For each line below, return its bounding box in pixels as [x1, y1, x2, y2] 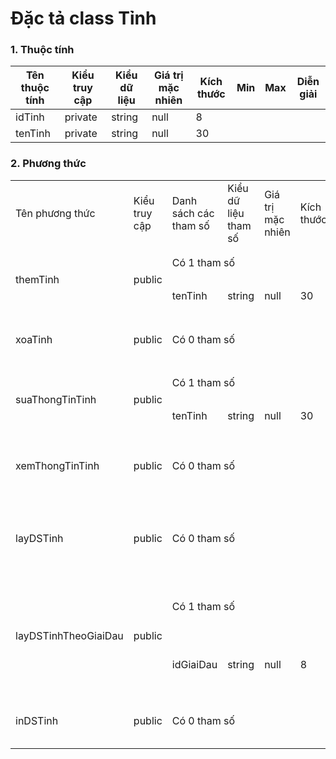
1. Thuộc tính [10, 43, 75, 57]
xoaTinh [15, 332, 53, 346]
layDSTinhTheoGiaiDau [15, 628, 124, 642]
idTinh [15, 110, 45, 124]
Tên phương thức [15, 206, 96, 220]
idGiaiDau [171, 658, 218, 672]
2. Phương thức [10, 157, 87, 171]
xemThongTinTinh [15, 458, 100, 472]
